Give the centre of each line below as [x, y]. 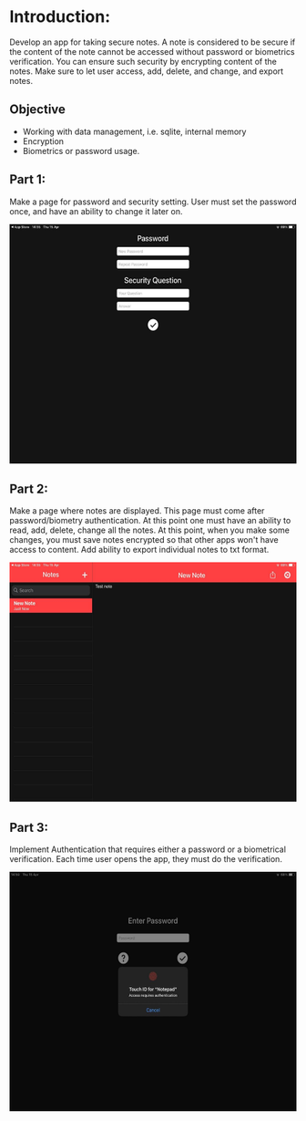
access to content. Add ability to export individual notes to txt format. [139, 550]
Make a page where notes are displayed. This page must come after [137, 511]
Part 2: [29, 488]
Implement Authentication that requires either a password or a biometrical [148, 849]
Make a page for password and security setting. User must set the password [153, 202]
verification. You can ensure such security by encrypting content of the [143, 61]
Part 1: [28, 180]
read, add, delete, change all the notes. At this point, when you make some [149, 530]
